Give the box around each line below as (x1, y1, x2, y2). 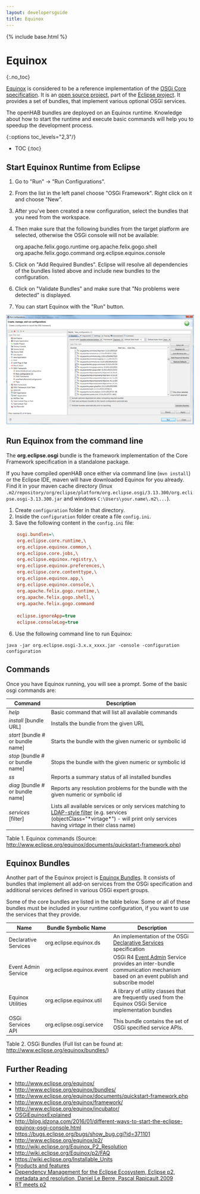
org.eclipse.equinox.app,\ (17, 575, 84, 582)
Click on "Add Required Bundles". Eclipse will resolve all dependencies (14, 261, 188, 268)
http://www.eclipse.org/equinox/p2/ (14, 1137, 103, 1144)
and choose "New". (14, 196, 62, 203)
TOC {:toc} (14, 145, 42, 152)
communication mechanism (112, 967, 181, 974)
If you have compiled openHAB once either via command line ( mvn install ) (6, 469, 191, 476)
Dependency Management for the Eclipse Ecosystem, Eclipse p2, (14, 1168, 176, 1176)
